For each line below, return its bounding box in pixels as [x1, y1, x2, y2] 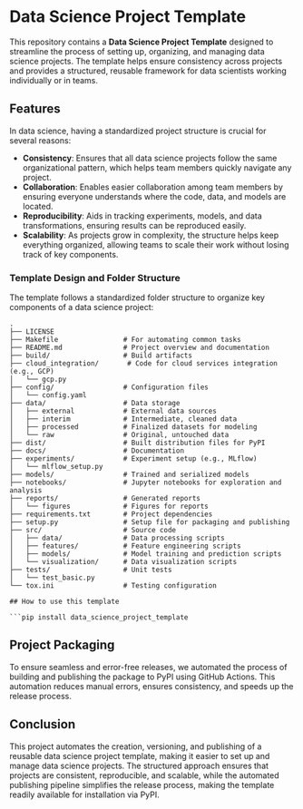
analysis [9, 486, 43, 495]
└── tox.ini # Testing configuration [9, 581, 218, 590]
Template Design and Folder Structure [9, 271, 181, 284]
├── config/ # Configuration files [9, 383, 209, 392]
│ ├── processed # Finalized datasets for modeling [9, 423, 258, 432]
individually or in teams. [9, 74, 98, 85]
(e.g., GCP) [9, 367, 54, 376]
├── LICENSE [9, 327, 54, 336]
